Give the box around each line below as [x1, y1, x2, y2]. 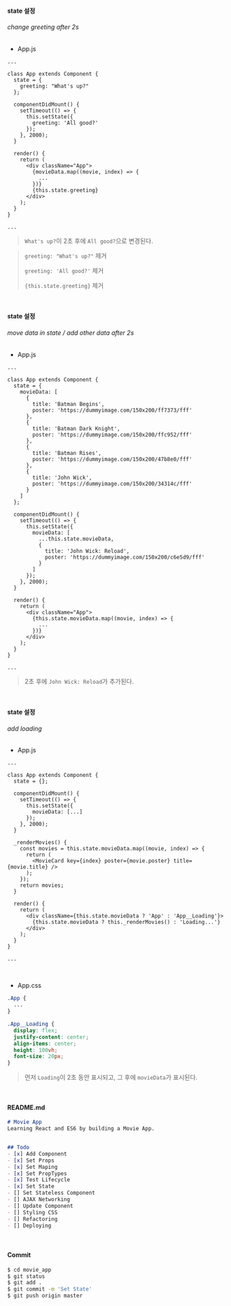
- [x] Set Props [7, 1157, 55, 1164]
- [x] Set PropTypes [7, 1170, 68, 1177]
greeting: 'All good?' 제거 [24, 266, 104, 274]
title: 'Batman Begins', [32, 400, 105, 407]
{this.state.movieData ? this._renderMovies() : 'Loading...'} [32, 919, 220, 926]
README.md [7, 1103, 45, 1111]
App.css [17, 981, 42, 990]
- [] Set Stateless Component [7, 1190, 96, 1197]
